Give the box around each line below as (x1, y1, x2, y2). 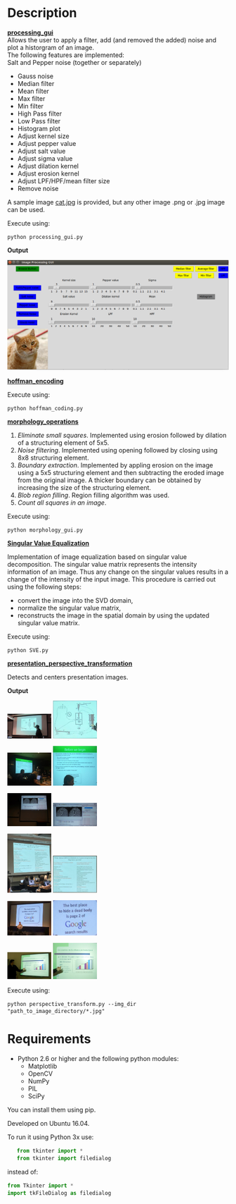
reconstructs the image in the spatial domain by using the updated (17, 611, 209, 620)
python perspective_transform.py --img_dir (7, 1001, 137, 1008)
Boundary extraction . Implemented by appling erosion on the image (17, 461, 214, 469)
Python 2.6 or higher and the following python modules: (17, 1055, 179, 1063)
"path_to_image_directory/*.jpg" (7, 1008, 105, 1015)
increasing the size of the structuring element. (17, 484, 152, 492)
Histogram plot (17, 124, 61, 133)
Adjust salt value (17, 147, 66, 155)
